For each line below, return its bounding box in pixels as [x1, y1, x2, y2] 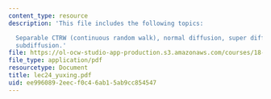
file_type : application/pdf [8, 56, 103, 64]
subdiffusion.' [15, 41, 67, 49]
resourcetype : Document [8, 64, 89, 72]
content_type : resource [8, 11, 89, 20]
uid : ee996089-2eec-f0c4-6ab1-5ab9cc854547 [8, 78, 157, 87]
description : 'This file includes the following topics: [8, 19, 204, 27]
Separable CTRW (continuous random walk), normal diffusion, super [15, 34, 248, 42]
